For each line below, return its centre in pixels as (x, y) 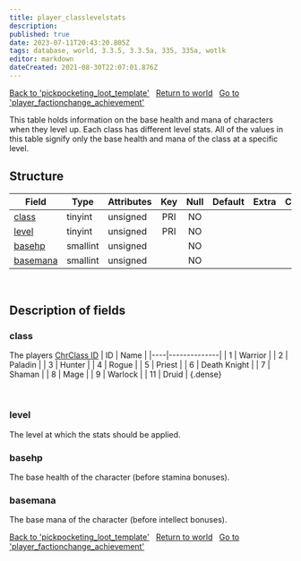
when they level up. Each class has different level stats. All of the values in (146, 129)
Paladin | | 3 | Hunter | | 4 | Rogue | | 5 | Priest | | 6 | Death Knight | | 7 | (140, 365)
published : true (39, 34)
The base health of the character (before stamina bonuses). (120, 477)
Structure (37, 177)
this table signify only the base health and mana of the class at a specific (144, 139)
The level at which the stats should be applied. (95, 434)
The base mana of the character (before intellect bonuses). (118, 520)
